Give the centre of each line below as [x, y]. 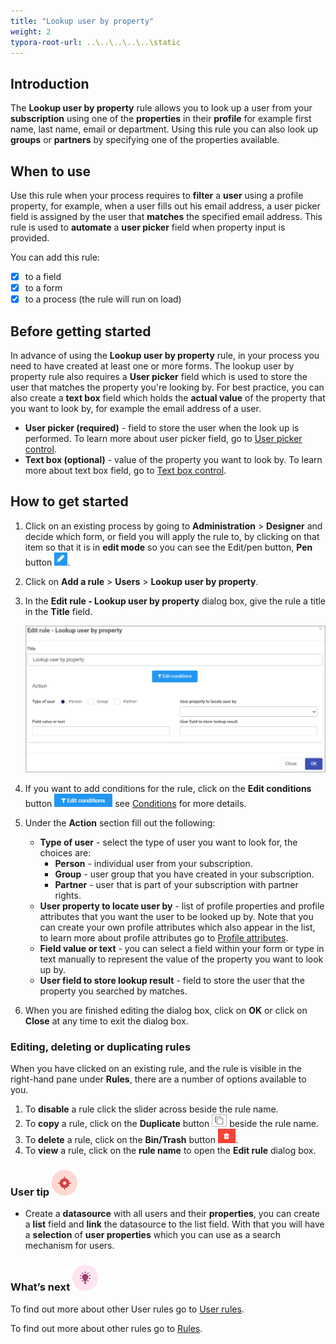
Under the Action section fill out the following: [120, 822]
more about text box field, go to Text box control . [125, 470]
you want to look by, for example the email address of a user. [136, 408]
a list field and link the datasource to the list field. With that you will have [174, 1224]
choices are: [65, 852]
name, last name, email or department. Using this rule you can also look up [164, 129]
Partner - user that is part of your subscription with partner [176, 884]
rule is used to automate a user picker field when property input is [148, 227]
